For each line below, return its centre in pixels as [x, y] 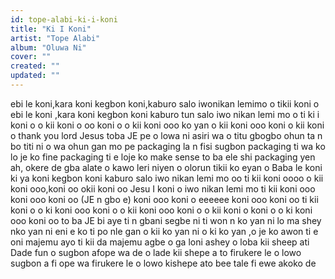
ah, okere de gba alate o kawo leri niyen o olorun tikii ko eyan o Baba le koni [166, 167]
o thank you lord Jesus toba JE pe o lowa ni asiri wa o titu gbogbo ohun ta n [166, 135]
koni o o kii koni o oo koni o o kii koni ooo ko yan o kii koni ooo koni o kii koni [167, 125]
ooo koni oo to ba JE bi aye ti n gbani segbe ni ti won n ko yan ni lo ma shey [166, 220]
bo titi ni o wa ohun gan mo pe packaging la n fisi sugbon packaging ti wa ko [168, 146]
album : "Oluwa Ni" [48, 47]
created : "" [35, 66]
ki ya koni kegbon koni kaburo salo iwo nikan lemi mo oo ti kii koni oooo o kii [167, 178]
